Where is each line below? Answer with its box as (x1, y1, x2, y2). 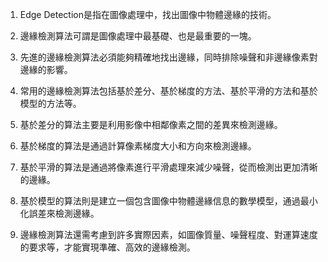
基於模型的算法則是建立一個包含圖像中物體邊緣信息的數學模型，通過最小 (19, 195, 318, 207)
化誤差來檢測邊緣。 (19, 208, 100, 219)
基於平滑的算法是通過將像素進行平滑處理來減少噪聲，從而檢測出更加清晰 (19, 161, 318, 173)
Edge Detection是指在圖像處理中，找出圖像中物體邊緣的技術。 (19, 9, 277, 20)
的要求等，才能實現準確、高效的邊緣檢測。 (19, 241, 196, 253)
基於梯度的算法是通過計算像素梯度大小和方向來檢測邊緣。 (19, 140, 257, 152)
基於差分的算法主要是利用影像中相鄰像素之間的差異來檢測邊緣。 (19, 119, 283, 130)
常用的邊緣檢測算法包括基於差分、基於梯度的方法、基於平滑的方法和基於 (19, 85, 318, 97)
